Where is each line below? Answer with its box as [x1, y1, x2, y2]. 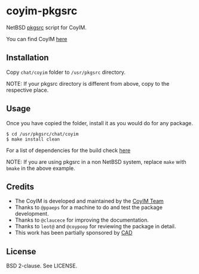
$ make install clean [6, 136, 60, 142]
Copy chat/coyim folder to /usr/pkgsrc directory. [6, 68, 126, 76]
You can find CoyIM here [6, 35, 68, 42]
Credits [6, 182, 35, 192]
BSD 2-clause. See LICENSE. [6, 262, 78, 269]
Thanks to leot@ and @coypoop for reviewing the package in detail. [14, 223, 176, 230]
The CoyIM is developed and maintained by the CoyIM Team [14, 198, 164, 205]
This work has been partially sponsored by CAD [14, 229, 133, 236]
